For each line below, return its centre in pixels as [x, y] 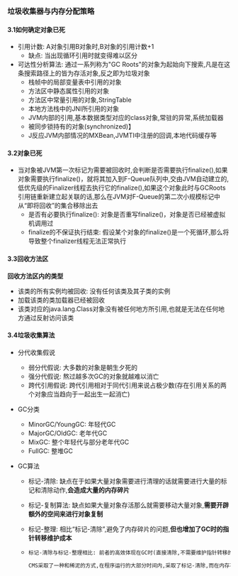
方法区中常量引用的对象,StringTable [80, 100]
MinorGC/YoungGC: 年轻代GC [72, 424]
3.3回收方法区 [28, 259]
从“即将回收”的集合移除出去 [58, 206]
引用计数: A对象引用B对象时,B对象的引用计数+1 [86, 47]
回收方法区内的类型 [35, 276]
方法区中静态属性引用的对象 [69, 91]
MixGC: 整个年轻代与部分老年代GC [79, 442]
